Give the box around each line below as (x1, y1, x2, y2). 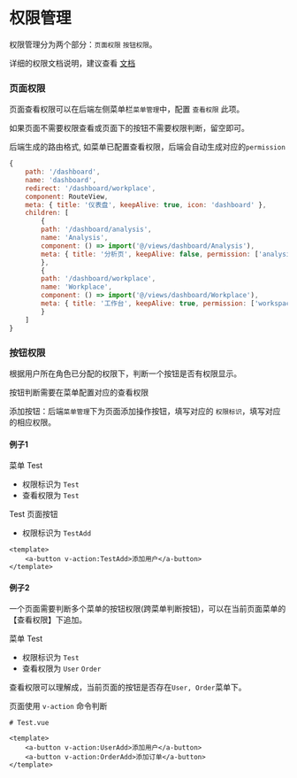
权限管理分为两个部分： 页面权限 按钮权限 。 (9, 39, 157, 50)
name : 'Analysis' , (41, 234, 109, 243)
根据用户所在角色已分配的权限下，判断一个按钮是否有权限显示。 (9, 368, 241, 379)
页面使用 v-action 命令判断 (9, 701, 108, 712)
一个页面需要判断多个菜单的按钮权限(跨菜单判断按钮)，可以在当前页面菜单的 (9, 604, 286, 614)
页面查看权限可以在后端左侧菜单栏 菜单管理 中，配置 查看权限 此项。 (9, 104, 245, 115)
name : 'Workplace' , (41, 282, 113, 292)
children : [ (25, 209, 69, 218)
